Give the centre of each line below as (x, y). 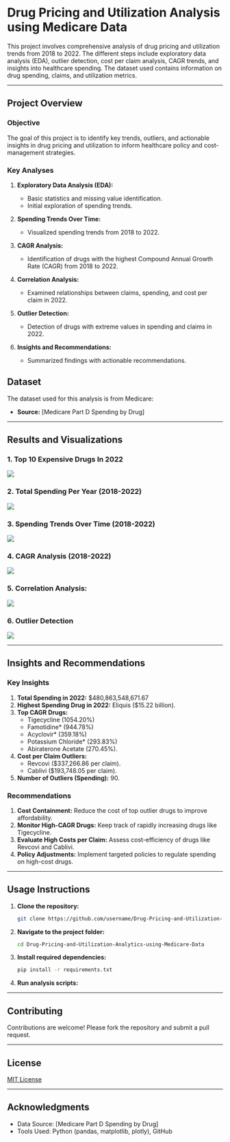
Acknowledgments (49, 1107)
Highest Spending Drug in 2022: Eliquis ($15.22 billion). (96, 705)
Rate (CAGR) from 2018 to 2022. (73, 266)
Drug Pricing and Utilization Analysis (114, 13)
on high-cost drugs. (45, 861)
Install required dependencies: (62, 957)
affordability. (35, 818)
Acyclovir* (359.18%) (57, 734)
